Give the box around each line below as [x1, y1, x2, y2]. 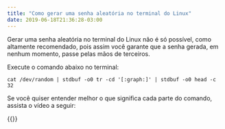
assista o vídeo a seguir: [7, 101, 76, 109]
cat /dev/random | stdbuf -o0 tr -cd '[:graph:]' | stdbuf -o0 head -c [7, 76, 216, 83]
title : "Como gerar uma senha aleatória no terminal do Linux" [7, 10, 192, 17]
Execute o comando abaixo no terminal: [7, 63, 119, 71]
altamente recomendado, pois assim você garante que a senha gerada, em [7, 42, 219, 51]
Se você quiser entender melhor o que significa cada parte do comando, [7, 94, 213, 102]
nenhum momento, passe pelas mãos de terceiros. [7, 49, 150, 58]
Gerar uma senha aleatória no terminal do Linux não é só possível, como [7, 35, 211, 43]
